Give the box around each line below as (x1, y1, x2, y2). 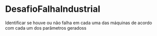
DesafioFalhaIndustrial (5, 3, 100, 15)
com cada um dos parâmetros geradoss (5, 25, 86, 31)
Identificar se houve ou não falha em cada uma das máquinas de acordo (5, 20, 152, 26)
